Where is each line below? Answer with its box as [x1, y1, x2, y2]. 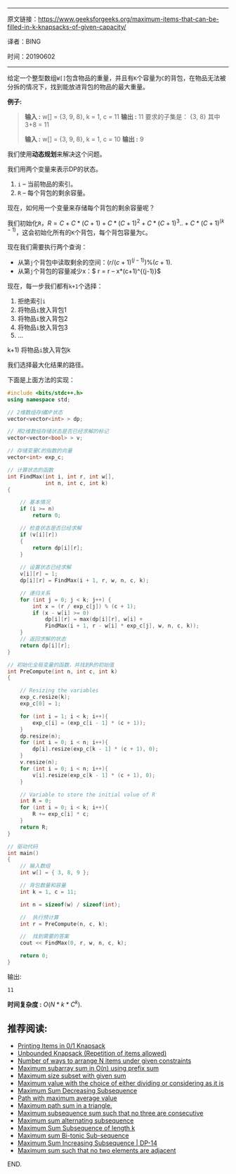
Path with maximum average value [17, 1094, 117, 1102]
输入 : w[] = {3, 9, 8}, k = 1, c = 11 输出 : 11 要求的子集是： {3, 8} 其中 [24, 113, 221, 120]
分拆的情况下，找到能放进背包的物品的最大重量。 [7, 82, 149, 91]
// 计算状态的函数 [7, 466, 54, 474]
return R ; [20, 823, 49, 831]
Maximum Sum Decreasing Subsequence [17, 1087, 138, 1095]
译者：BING [7, 37, 41, 46]
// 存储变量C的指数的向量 [7, 448, 72, 455]
